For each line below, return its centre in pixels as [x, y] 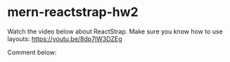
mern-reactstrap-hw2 [73, 12]
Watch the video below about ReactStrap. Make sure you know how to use [115, 31]
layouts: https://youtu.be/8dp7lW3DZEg [65, 38]
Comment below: [32, 52]
